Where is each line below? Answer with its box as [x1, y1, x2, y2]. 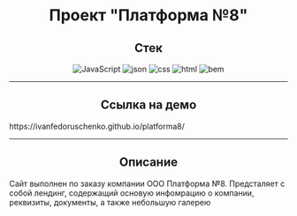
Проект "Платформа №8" [49, 5, 248, 26]
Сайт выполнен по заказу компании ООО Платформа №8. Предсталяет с [9, 178, 286, 189]
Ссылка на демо [100, 98, 197, 113]
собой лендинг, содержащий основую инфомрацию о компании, [9, 187, 255, 198]
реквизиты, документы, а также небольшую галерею [9, 197, 211, 207]
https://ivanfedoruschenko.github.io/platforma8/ [9, 121, 186, 131]
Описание [118, 155, 179, 170]
